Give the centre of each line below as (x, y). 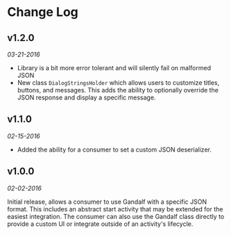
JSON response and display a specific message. (86, 97)
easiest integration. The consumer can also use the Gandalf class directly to (116, 216)
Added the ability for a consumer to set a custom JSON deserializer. (114, 149)
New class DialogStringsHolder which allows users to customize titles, (118, 83)
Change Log (43, 12)
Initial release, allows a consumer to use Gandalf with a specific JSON (107, 202)
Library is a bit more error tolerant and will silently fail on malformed (114, 68)
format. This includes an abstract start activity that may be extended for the (115, 209)
